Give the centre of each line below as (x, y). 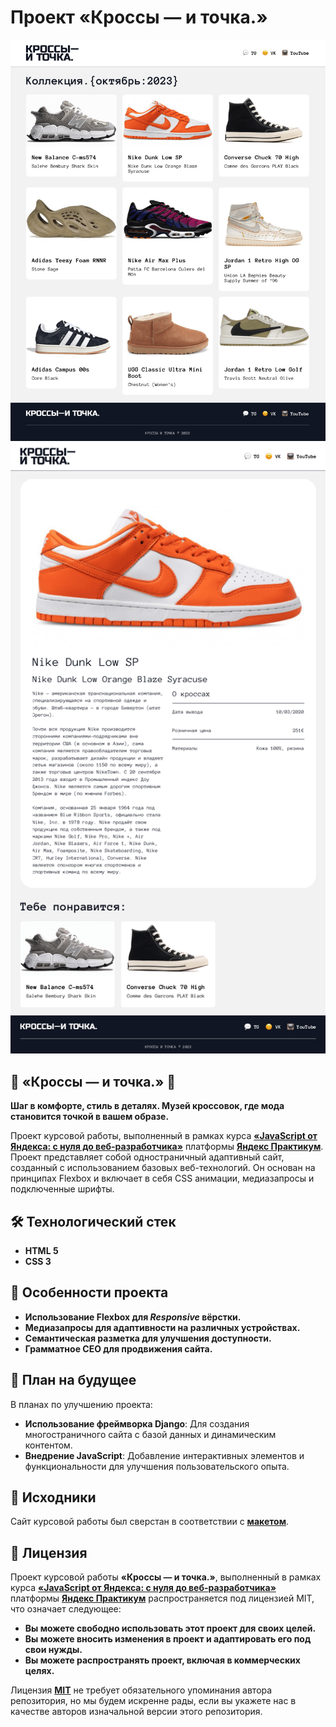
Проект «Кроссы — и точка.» (139, 17)
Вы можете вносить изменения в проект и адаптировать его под (168, 1639)
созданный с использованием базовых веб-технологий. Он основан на (163, 1168)
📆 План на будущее (73, 1380)
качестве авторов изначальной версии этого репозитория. (136, 1712)
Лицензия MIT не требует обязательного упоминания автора (141, 1690)
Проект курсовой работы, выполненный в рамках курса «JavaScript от (164, 1136)
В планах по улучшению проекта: (81, 1404)
